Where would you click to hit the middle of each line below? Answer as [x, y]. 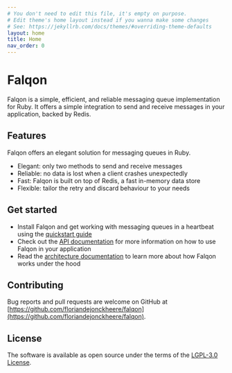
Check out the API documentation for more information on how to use [116, 241]
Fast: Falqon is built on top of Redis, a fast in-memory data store [109, 180]
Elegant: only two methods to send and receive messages [100, 166]
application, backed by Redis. [49, 114]
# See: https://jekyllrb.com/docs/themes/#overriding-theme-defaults [110, 26]
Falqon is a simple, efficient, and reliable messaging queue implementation [114, 99]
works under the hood [49, 263]
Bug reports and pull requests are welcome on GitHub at [88, 302]
